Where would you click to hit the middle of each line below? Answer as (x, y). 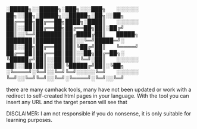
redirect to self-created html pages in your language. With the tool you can (98, 96)
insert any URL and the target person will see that (67, 102)
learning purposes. (29, 120)
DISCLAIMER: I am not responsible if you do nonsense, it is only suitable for (99, 114)
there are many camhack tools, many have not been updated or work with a (99, 90)
